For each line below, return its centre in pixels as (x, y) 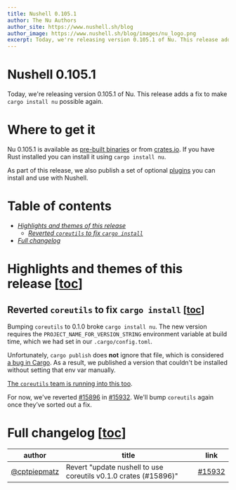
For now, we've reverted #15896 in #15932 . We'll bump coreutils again (111, 397)
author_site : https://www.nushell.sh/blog (70, 27)
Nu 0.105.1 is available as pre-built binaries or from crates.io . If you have (111, 149)
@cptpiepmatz (35, 471)
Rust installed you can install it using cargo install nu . (87, 157)
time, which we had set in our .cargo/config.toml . (80, 341)
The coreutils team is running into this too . (70, 383)
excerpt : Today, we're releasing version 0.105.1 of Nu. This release (113, 40)
